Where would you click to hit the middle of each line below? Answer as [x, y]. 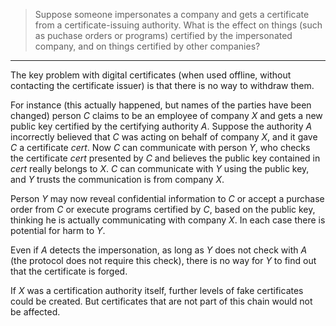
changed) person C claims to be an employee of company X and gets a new [166, 115]
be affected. [35, 312]
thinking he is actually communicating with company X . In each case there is [168, 220]
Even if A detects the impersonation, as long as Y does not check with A [159, 250]
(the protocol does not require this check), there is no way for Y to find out [163, 260]
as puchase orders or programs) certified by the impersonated [163, 35]
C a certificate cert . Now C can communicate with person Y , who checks [160, 147]
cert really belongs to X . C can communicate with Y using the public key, [160, 168]
